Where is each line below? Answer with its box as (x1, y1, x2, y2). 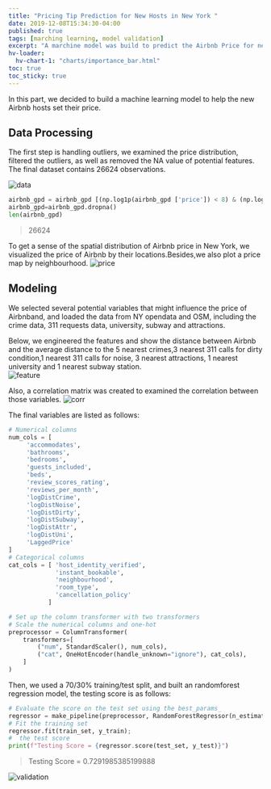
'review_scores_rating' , (26, 478, 110, 486)
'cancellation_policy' (55, 591, 131, 599)
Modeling (8, 282, 57, 296)
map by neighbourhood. (8, 258, 89, 268)
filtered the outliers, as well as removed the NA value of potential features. (8, 156, 256, 166)
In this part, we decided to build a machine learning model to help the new (8, 94, 255, 103)
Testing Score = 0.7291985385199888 (27, 757, 156, 766)
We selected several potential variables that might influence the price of (8, 303, 248, 313)
